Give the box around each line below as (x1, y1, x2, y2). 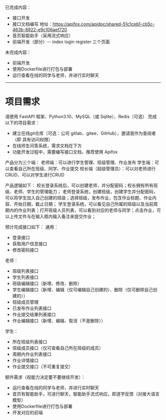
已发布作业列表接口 (12, 305, 52, 311)
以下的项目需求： (5, 120, 40, 126)
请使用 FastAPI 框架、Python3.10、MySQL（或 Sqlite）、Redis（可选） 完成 (5, 113, 157, 119)
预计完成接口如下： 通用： (5, 224, 58, 230)
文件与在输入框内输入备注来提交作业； (18, 213, 96, 219)
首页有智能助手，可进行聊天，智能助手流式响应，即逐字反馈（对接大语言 (12, 391, 160, 397)
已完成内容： (5, 4, 31, 10)
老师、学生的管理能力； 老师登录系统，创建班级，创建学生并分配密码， (13, 188, 158, 195)
